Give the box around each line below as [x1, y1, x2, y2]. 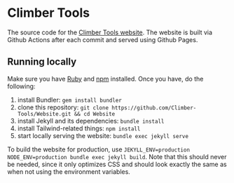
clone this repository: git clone [17, 103, 109, 111]
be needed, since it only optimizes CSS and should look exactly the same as [7, 160, 227, 168]
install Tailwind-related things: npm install [17, 124, 141, 133]
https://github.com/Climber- [111, 104, 197, 111]
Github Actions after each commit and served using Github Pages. [7, 35, 198, 43]
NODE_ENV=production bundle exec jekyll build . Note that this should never [7, 152, 227, 161]
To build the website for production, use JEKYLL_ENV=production [7, 145, 191, 154]
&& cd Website [74, 110, 116, 117]
